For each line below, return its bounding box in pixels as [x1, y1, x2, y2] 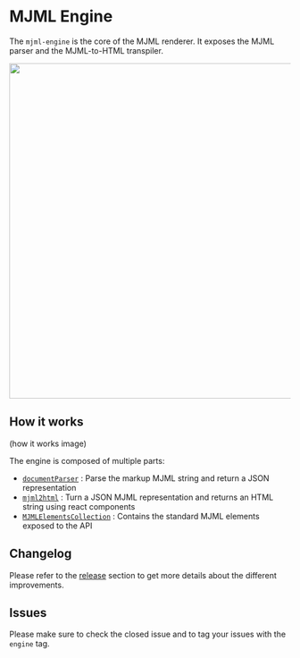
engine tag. [9, 638, 51, 649]
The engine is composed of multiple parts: [9, 455, 165, 466]
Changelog [9, 546, 72, 561]
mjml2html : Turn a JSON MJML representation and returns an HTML [21, 492, 274, 502]
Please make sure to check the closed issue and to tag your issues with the [9, 628, 287, 640]
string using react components [21, 501, 136, 511]
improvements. [9, 579, 64, 590]
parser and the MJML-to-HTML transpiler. [9, 45, 163, 55]
